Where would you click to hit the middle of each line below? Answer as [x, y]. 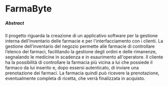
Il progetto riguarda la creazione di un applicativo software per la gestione [81, 36]
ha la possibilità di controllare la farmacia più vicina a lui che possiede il [79, 62]
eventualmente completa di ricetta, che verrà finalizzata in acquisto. [75, 78]
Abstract [15, 23]
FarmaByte [29, 9]
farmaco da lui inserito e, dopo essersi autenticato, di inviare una [72, 68]
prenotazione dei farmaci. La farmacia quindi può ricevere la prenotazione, [82, 73]
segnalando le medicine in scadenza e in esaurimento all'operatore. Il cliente [84, 57]
